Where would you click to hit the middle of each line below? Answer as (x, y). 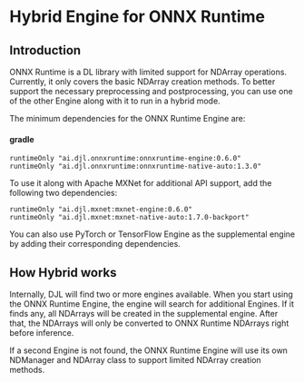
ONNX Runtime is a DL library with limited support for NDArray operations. (148, 72)
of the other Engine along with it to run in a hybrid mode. (115, 101)
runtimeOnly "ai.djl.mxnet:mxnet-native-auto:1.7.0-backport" (129, 218)
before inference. (42, 333)
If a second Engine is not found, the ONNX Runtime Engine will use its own (149, 350)
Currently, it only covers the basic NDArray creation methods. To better (142, 82)
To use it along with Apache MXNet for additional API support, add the (141, 183)
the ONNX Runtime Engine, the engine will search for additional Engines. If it (152, 304)
